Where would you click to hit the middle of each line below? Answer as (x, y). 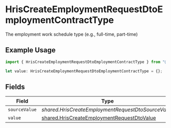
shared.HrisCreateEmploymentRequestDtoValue (99, 118)
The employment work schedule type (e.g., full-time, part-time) (72, 34)
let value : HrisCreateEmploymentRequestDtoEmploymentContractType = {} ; (84, 71)
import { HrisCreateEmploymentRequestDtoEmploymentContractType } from (83, 62)
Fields (15, 87)
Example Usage (31, 50)
